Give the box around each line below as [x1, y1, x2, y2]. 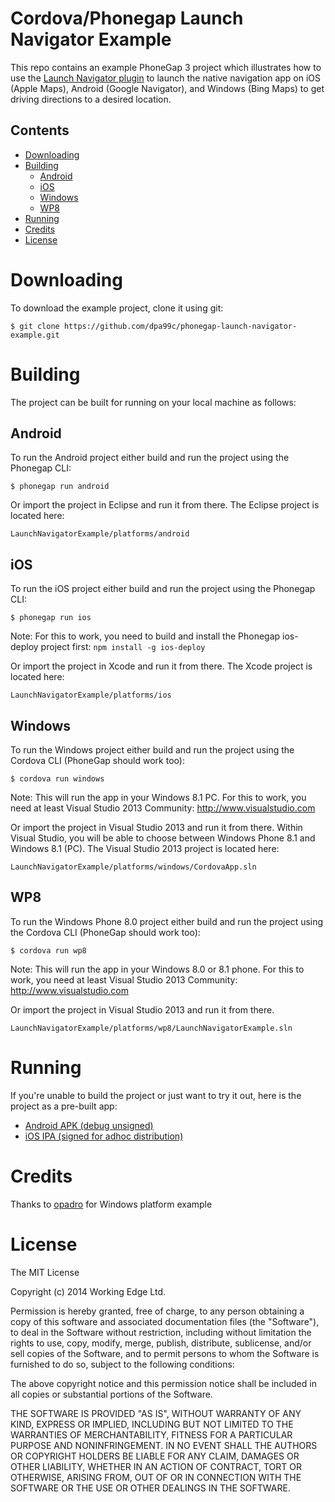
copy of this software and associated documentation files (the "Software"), [10, 1315, 320, 1327]
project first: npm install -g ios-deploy [40, 641, 206, 653]
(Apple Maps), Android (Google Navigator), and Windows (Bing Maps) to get [10, 82, 325, 94]
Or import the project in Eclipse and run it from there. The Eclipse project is [10, 499, 320, 511]
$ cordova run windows [10, 774, 105, 784]
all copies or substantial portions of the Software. [10, 1388, 213, 1400]
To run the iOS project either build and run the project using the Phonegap [10, 583, 316, 595]
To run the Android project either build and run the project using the [10, 452, 290, 464]
